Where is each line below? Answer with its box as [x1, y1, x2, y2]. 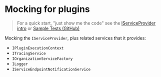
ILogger [11, 61, 28, 66]
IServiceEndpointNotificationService [11, 66, 91, 72]
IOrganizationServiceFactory [11, 56, 73, 61]
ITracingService [11, 51, 46, 56]
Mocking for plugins [4, 3, 90, 15]
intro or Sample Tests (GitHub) [16, 25, 80, 31]
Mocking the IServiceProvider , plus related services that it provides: [4, 35, 146, 41]
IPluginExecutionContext [11, 45, 64, 50]
